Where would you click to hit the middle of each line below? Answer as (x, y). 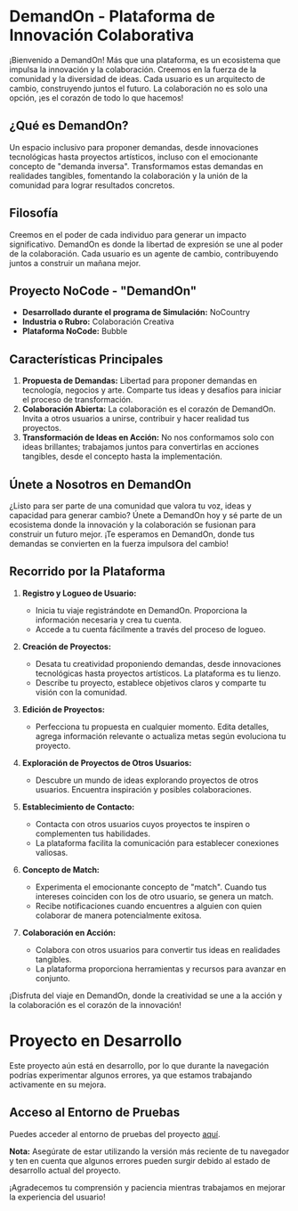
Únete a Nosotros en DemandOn (101, 484)
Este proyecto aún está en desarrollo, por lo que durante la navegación (139, 1065)
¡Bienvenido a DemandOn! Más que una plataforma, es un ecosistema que (145, 60)
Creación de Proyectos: (66, 646)
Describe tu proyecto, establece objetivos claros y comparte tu (151, 682)
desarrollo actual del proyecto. (65, 1170)
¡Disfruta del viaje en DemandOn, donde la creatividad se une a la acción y (146, 996)
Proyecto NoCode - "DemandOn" (103, 291)
